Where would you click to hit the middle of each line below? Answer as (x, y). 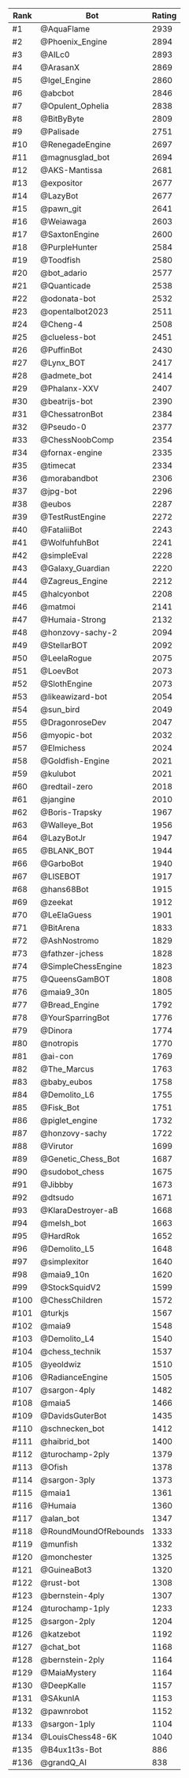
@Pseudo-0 (63, 427)
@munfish (59, 1544)
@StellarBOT (64, 645)
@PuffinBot (61, 350)
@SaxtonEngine (70, 234)
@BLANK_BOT (67, 851)
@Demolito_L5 (67, 1249)
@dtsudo (57, 1198)
